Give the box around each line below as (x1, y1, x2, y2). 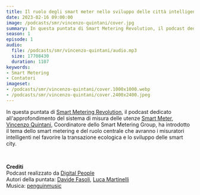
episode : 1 (6, 36, 33, 42)
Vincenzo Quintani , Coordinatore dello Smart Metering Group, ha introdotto (6, 120, 190, 128)
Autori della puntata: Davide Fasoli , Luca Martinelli (6, 175, 129, 182)
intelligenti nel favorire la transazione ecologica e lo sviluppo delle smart (6, 134, 183, 141)
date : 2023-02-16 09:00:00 (6, 14, 73, 20)
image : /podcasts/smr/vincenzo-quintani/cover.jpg (6, 20, 135, 26)
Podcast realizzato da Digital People (6, 169, 95, 177)
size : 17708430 (11, 53, 49, 59)
